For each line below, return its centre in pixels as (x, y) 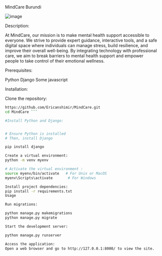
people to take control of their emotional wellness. (55, 61)
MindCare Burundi (23, 7)
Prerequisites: (19, 70)
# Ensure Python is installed (36, 134)
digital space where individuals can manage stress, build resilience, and (77, 45)
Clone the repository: (26, 98)
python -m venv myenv (27, 160)
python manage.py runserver (33, 235)
